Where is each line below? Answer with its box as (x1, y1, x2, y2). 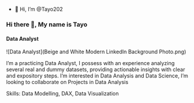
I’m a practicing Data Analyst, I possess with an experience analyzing (6, 60, 175, 67)
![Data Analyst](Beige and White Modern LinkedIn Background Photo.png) (6, 48, 186, 56)
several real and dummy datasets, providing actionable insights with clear (6, 66, 185, 73)
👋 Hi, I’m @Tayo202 (14, 6, 63, 12)
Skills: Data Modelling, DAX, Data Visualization (6, 90, 119, 97)
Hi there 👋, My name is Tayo (6, 20, 88, 28)
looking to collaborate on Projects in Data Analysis (6, 79, 129, 86)
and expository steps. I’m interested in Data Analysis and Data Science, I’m (6, 72, 188, 79)
